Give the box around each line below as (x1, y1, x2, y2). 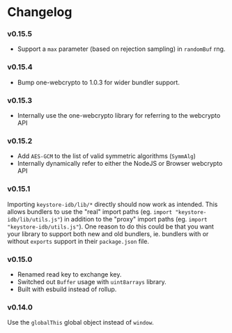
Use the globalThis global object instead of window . (7, 318, 155, 327)
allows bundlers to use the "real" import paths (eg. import (7, 207, 173, 216)
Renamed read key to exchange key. (17, 270, 122, 279)
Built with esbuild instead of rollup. (17, 285, 117, 293)
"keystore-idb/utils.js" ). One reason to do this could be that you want (7, 222, 215, 231)
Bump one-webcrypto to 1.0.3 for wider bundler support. (17, 78, 180, 86)
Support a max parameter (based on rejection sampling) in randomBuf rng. (17, 45, 226, 53)
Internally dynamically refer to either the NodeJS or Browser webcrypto (17, 160, 223, 168)
